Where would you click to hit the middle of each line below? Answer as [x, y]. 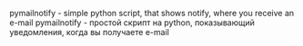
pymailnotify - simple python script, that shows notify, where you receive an [152, 13]
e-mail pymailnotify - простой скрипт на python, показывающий [132, 23]
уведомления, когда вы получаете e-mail [90, 32]
